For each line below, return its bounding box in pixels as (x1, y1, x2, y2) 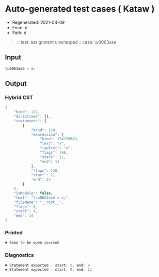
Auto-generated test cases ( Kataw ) (5, 3, 155, 15)
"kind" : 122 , (14, 110, 40, 114)
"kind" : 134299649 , (39, 137, 79, 142)
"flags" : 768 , (39, 150, 68, 155)
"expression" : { (31, 132, 64, 137)
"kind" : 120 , (31, 128, 57, 132)
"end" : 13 (39, 159, 60, 164)
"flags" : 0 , (14, 204, 38, 209)
